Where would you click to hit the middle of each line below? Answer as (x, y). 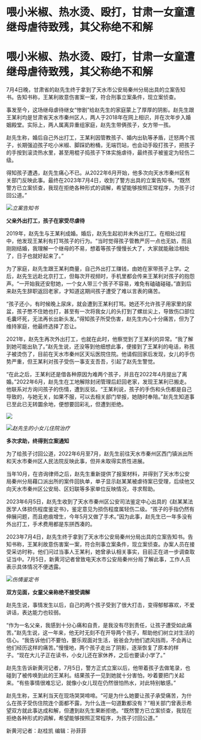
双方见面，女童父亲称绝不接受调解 (48, 592)
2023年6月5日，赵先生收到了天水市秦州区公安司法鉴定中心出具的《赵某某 (97, 502)
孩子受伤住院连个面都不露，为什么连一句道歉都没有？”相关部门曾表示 (102, 703)
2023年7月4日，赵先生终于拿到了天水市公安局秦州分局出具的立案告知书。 (97, 537)
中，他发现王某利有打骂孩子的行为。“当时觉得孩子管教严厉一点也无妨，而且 (99, 241)
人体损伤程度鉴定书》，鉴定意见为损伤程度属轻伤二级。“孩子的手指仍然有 (106, 509)
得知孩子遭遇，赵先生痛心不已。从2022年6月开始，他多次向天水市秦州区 (96, 173)
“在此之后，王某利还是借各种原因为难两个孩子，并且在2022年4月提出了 (94, 374)
